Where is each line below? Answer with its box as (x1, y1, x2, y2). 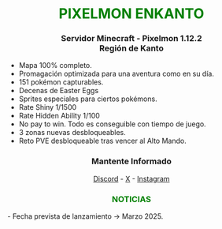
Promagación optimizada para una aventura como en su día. (18, 69, 214, 79)
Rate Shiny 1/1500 (18, 103, 77, 112)
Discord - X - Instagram (93, 174, 170, 183)
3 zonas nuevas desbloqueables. (18, 128, 127, 137)
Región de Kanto (98, 43, 165, 54)
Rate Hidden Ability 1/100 (18, 111, 100, 121)
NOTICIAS (112, 193, 151, 205)
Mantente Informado (91, 156, 172, 167)
